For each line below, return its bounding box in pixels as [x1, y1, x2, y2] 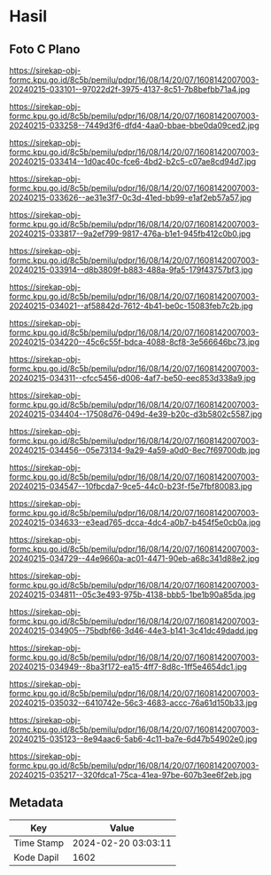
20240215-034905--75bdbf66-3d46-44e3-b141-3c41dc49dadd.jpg [9, 625, 259, 636]
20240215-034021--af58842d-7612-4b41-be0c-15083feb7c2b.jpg [9, 300, 254, 311]
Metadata [9, 795, 64, 810]
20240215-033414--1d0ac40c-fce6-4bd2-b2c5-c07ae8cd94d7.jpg [9, 156, 257, 166]
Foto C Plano [9, 42, 81, 57]
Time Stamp [13, 837, 65, 849]
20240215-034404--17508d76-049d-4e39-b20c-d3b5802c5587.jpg [9, 409, 263, 419]
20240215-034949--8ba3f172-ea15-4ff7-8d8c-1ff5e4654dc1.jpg [9, 662, 248, 672]
